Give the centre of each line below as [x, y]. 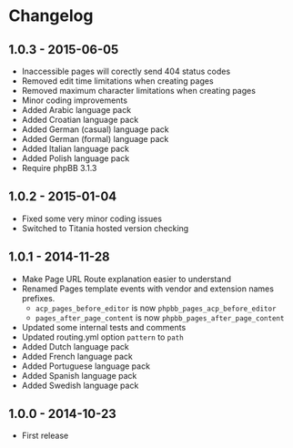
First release [45, 436]
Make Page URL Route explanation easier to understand [126, 279]
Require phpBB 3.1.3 [59, 168]
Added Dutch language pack [75, 346]
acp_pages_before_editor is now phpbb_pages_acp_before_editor [156, 308]
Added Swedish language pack [80, 385]
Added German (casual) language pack [95, 129]
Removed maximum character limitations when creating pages [139, 91]
